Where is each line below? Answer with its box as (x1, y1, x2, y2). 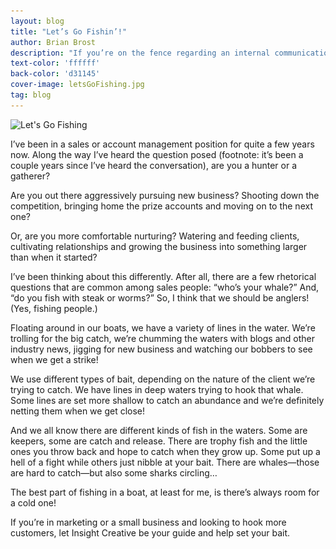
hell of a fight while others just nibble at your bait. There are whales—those (10, 456, 320, 468)
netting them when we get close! (10, 405, 146, 417)
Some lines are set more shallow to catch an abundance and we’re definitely (10, 394, 325, 406)
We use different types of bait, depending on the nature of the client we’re (10, 373, 316, 385)
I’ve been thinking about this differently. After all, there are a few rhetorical (10, 270, 317, 282)
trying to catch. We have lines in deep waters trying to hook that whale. (10, 383, 304, 395)
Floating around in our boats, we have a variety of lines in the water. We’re (10, 321, 316, 334)
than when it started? (10, 251, 98, 263)
